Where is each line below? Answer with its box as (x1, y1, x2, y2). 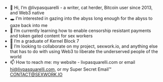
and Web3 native (9, 10, 44, 16)
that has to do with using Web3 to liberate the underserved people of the (9, 49, 158, 54)
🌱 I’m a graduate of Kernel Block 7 (9, 38, 80, 44)
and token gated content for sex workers (9, 33, 93, 39)
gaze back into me (9, 23, 48, 28)
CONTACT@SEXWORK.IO (9, 72, 63, 77)
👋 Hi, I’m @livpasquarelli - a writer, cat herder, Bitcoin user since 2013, (9, 5, 153, 10)
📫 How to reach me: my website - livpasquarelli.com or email (9, 59, 135, 65)
